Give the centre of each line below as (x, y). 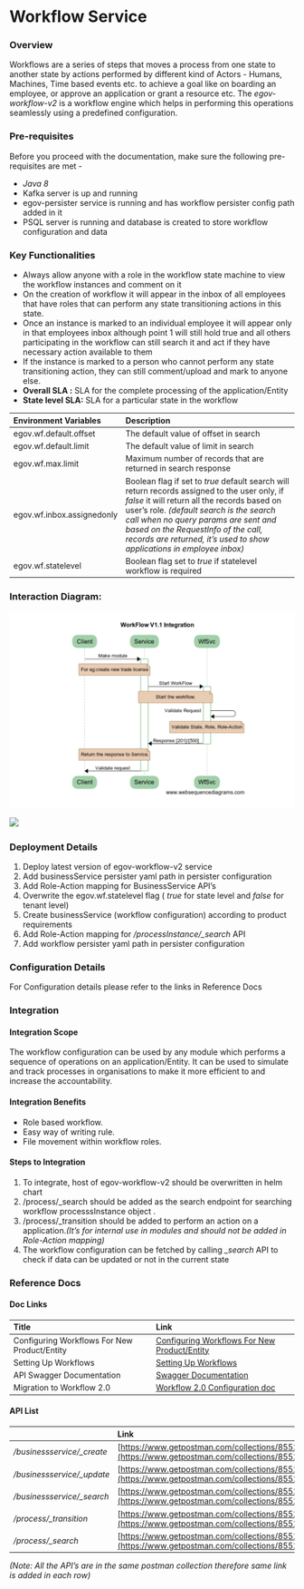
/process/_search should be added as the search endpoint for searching (157, 1201)
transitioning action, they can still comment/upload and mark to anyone (155, 371)
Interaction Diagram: (56, 597)
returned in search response (178, 468)
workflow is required (163, 570)
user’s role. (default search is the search (200, 510)
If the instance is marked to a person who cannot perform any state (148, 362)
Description (148, 420)
